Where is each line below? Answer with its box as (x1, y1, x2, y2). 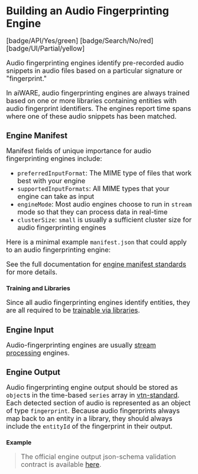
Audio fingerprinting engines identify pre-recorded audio (6, 58, 184, 67)
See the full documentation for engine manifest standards (6, 260, 187, 269)
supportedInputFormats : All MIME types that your (17, 184, 170, 193)
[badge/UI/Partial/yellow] (6, 44, 85, 53)
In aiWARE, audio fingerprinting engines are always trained (6, 88, 190, 97)
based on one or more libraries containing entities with (6, 96, 177, 105)
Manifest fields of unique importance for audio (6, 147, 152, 155)
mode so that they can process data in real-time (17, 208, 168, 217)
